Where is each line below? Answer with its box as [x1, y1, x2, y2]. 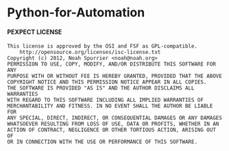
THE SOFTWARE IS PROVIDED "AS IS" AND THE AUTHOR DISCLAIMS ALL [7, 85, 195, 92]
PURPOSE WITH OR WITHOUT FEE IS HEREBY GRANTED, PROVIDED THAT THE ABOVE [7, 73, 223, 80]
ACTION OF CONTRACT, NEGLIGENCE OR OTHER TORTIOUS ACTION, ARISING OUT [7, 126, 216, 134]
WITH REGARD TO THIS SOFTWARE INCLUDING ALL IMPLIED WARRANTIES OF [7, 97, 204, 104]
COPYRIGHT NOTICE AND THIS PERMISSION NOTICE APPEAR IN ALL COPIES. [7, 79, 207, 86]
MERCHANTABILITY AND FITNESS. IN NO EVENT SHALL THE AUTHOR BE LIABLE [7, 102, 213, 110]
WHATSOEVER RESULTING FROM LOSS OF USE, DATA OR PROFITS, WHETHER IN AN [7, 121, 219, 128]
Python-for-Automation [7, 5, 145, 20]
